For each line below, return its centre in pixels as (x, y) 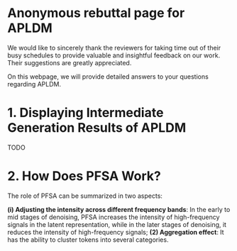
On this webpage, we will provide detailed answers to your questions (108, 77)
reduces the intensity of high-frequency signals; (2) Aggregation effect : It (116, 232)
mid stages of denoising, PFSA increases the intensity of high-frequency (114, 217)
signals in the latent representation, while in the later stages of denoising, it (117, 224)
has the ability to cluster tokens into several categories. (88, 240)
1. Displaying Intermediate (86, 113)
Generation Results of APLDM (97, 128)
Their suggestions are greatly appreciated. (70, 62)
